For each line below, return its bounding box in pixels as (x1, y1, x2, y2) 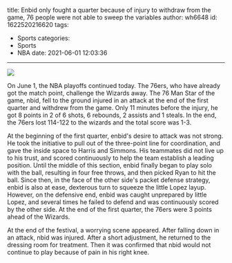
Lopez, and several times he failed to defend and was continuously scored (7, 198, 219, 206)
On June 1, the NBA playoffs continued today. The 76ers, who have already (7, 82, 221, 89)
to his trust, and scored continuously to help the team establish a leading (7, 154, 214, 162)
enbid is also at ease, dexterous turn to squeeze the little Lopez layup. (7, 183, 206, 191)
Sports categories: (17, 34, 70, 42)
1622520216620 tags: (7, 21, 69, 28)
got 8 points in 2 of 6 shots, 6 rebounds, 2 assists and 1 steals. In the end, (7, 111, 217, 119)
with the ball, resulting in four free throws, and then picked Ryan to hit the (7, 169, 216, 176)
